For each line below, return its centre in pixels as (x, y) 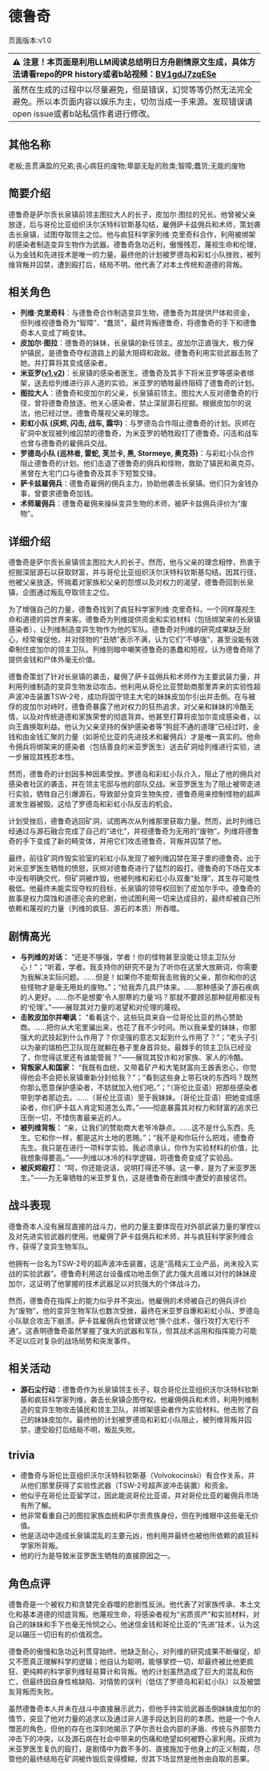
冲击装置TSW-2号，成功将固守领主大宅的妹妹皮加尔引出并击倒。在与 (135, 697)
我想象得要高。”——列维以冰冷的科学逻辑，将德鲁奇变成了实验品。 (128, 1158)
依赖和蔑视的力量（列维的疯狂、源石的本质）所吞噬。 (96, 909)
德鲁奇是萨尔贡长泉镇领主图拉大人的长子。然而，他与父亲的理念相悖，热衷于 (134, 562)
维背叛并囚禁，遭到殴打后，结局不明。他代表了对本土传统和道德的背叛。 (127, 264)
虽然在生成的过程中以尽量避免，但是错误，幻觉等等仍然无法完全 (133, 89)
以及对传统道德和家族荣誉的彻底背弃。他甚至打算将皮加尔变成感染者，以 (141, 717)
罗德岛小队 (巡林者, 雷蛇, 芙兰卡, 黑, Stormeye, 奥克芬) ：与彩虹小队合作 (137, 454)
